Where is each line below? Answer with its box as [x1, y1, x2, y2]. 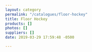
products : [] [5, 21, 32, 26]
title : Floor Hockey [5, 16, 48, 21]
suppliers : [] [5, 30, 35, 35]
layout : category [5, 7, 41, 12]
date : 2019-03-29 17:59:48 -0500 [5, 35, 75, 40]
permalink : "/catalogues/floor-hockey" [5, 12, 88, 17]
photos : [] [5, 26, 28, 31]
